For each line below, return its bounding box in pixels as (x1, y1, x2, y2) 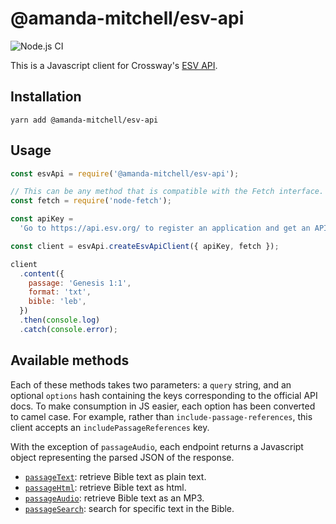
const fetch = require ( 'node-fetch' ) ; (10, 196, 172, 206)
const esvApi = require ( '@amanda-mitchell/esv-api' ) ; (10, 168, 240, 179)
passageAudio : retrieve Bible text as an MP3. (24, 492, 205, 504)
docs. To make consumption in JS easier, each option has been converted (10, 400, 316, 412)
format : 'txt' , (28, 287, 92, 297)
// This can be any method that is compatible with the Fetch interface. (10, 187, 325, 197)
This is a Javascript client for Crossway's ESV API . (10, 59, 218, 71)
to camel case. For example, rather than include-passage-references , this (10, 410, 313, 422)
